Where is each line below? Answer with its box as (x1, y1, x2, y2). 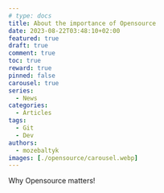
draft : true (8, 42, 48, 50)
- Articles (15, 109, 52, 117)
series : (8, 86, 35, 95)
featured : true (8, 34, 59, 43)
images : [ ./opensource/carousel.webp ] (8, 154, 138, 162)
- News (15, 94, 38, 102)
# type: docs (8, 11, 52, 20)
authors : (8, 138, 38, 147)
